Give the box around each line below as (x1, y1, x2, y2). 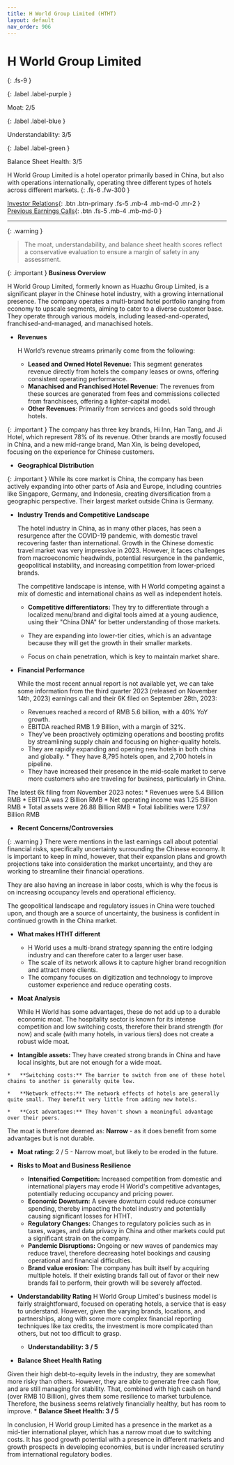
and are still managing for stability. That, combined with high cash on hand (7, 1385, 221, 1393)
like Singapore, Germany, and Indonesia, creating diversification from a (7, 489, 211, 498)
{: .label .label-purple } (7, 90, 72, 98)
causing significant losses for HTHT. (27, 1212, 132, 1221)
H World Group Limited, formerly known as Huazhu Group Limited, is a (7, 282, 209, 290)
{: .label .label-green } (7, 144, 70, 152)
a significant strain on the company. (27, 1234, 131, 1243)
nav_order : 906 (7, 23, 52, 30)
